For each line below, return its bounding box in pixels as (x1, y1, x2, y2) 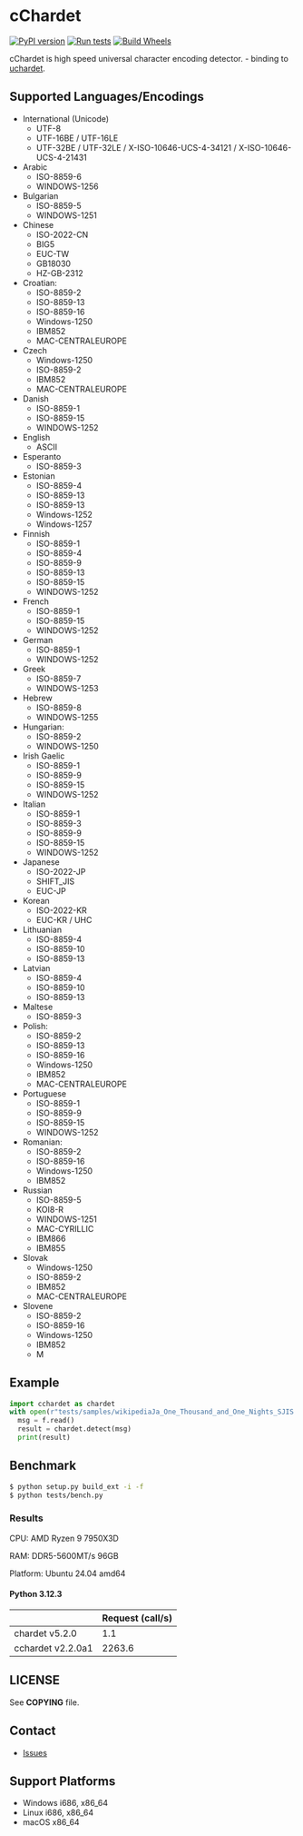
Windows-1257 (35, 519, 93, 530)
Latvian (22, 962, 51, 973)
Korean (22, 895, 50, 906)
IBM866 (35, 1233, 66, 1244)
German (22, 634, 54, 645)
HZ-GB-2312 (35, 267, 83, 278)
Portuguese (22, 1087, 66, 1099)
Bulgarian (22, 190, 59, 201)
